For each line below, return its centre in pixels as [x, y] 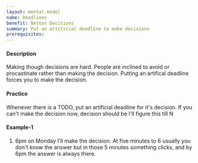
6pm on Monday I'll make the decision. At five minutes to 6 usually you [103, 141]
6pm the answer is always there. [55, 153]
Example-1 [20, 127]
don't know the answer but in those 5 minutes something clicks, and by [104, 147]
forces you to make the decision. [47, 80]
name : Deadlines [27, 18]
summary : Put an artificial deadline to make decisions [78, 29]
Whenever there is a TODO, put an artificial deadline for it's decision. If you [99, 107]
